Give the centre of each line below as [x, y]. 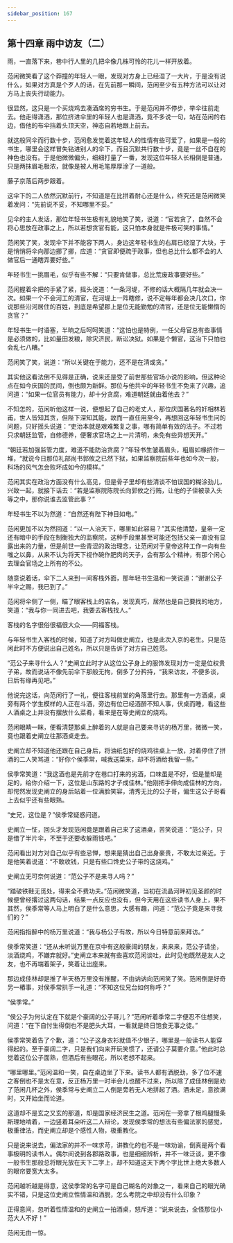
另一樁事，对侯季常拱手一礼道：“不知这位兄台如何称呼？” [89, 987]
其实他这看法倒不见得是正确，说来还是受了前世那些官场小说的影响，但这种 [113, 377]
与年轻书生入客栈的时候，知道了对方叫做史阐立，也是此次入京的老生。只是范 [116, 640]
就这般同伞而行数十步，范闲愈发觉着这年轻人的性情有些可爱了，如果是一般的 [116, 140]
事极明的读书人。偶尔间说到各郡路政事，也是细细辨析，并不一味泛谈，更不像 [116, 1154]
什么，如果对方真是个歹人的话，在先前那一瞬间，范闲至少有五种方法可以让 [113, 85]
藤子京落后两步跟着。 [37, 181]
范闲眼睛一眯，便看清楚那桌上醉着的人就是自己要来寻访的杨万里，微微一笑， [116, 727]
